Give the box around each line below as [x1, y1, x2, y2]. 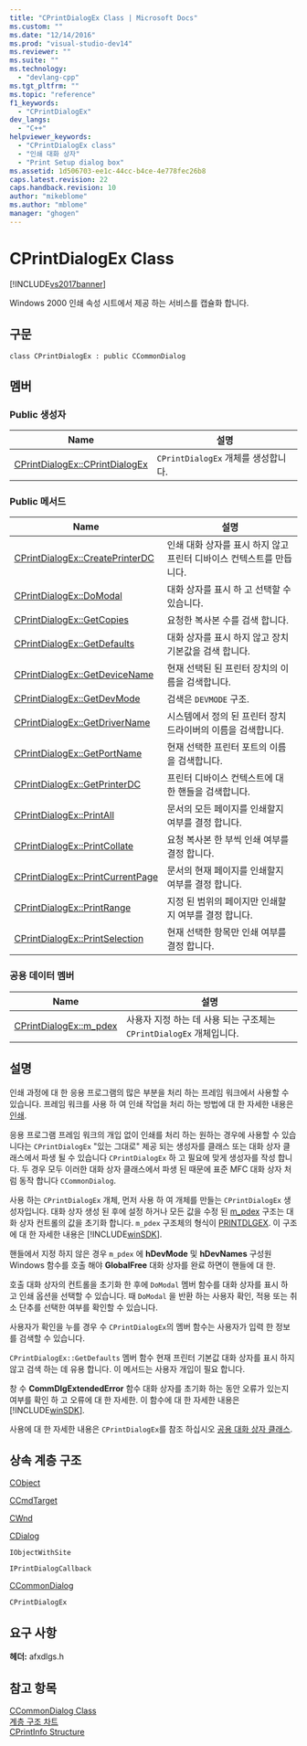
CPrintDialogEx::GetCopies [14, 613, 130, 626]
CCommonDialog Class [9, 1706, 97, 1717]
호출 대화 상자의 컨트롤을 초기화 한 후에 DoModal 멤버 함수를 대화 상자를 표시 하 [9, 1279, 289, 1290]
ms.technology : [9, 65, 68, 74]
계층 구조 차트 [9, 1716, 59, 1728]
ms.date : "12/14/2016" [9, 30, 96, 39]
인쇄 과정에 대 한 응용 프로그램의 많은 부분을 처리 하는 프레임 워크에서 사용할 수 [9, 1087, 290, 1098]
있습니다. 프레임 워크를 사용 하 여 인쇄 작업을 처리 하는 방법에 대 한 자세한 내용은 [9, 1098, 294, 1109]
